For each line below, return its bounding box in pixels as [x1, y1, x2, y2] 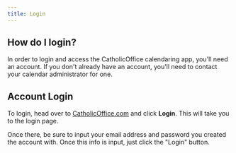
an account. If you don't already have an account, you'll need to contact [7, 63, 218, 71]
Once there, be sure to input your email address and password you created [7, 130, 227, 139]
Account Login [7, 90, 74, 102]
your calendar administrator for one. [7, 70, 113, 78]
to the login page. [7, 117, 59, 126]
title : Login [7, 10, 46, 18]
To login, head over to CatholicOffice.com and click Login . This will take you [7, 109, 230, 118]
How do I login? [7, 37, 77, 49]
